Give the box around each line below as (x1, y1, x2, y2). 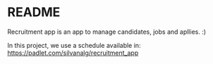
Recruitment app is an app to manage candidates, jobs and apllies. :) (7, 27, 207, 36)
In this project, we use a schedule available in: (7, 41, 141, 49)
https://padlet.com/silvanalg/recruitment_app (7, 49, 139, 57)
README (7, 4, 61, 20)
